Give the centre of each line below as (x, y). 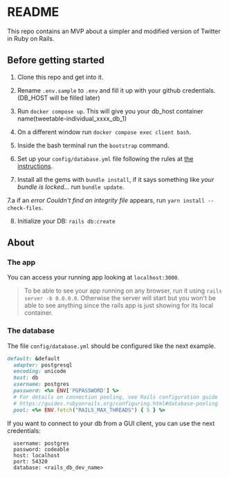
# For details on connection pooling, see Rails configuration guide (116, 397)
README (33, 12)
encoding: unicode (40, 371)
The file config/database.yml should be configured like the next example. (111, 346)
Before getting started (56, 61)
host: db (26, 378)
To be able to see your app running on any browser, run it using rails (123, 291)
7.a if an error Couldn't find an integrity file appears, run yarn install (106, 200)
